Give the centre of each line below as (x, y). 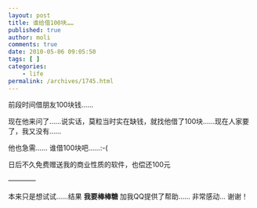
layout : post (29, 15)
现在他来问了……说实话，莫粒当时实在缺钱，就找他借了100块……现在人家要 (128, 121)
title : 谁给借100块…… (41, 23)
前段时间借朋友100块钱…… (51, 104)
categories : (27, 67)
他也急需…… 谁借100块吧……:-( (58, 148)
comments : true (33, 45)
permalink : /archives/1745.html (61, 81)
